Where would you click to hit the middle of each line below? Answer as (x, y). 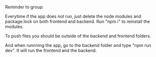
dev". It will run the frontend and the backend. (51, 50)
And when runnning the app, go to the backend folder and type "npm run (78, 45)
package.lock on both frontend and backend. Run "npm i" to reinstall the (78, 21)
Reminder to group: (24, 7)
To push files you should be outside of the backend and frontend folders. (78, 36)
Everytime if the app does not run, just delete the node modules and (73, 16)
